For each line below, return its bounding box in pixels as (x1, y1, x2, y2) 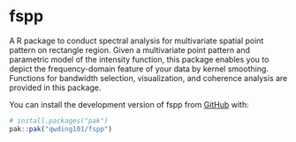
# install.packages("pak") (9, 116, 109, 125)
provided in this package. (9, 82, 102, 93)
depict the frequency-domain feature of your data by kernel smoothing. (9, 64, 269, 74)
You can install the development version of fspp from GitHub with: (9, 99, 249, 109)
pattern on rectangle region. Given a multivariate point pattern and (9, 44, 250, 55)
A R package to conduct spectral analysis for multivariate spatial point (9, 35, 264, 46)
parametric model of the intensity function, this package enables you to (9, 54, 269, 64)
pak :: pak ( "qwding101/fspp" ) (9, 124, 113, 133)
